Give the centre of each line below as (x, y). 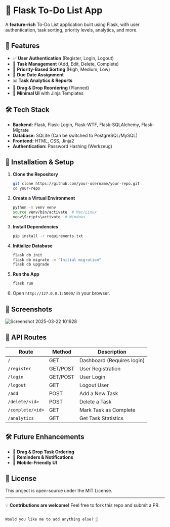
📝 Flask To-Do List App (54, 10)
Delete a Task (95, 401)
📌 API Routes (26, 338)
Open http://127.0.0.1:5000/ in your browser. (61, 293)
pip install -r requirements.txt (48, 236)
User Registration (100, 368)
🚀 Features (23, 46)
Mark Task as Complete (107, 410)
